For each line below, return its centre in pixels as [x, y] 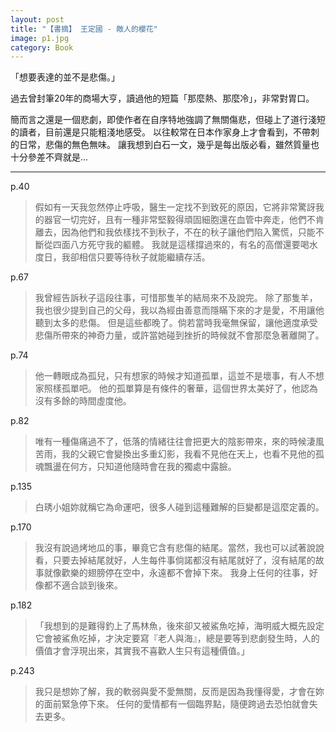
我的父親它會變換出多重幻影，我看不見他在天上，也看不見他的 [188, 454]
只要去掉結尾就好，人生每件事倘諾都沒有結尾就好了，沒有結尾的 [184, 560]
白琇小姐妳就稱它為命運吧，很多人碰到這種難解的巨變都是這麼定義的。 [179, 507]
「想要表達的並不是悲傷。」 [65, 77]
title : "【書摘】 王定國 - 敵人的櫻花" [84, 29]
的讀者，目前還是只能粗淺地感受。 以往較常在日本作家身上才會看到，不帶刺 [165, 132]
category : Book [42, 47]
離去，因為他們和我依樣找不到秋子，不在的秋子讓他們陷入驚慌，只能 [175, 232]
